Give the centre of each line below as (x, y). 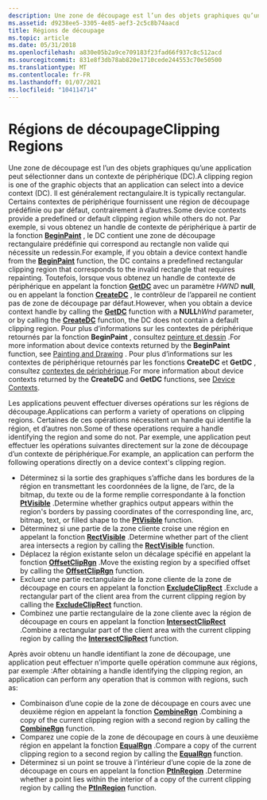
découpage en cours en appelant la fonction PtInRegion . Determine (131, 771)
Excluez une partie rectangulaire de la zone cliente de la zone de (126, 580)
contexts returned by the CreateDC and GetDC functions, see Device (122, 380)
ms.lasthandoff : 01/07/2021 (55, 82)
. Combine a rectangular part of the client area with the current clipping (135, 630)
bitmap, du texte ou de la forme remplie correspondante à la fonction (132, 495)
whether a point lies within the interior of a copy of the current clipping (135, 779)
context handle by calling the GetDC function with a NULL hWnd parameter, (131, 312)
